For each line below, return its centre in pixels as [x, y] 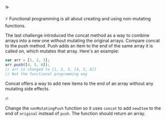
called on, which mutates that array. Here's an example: [62, 51]
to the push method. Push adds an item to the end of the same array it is [79, 46]
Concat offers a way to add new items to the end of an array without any [79, 83]
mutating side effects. [27, 88]
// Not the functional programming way [46, 74]
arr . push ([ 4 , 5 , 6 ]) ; [28, 65]
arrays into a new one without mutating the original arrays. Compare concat [83, 40]
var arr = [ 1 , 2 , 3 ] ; [28, 60]
